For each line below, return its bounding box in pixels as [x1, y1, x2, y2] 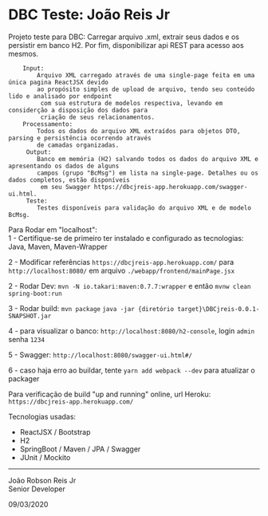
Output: [26, 148, 52, 156]
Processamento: [22, 120, 73, 128]
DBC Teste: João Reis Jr [8, 6, 170, 24]
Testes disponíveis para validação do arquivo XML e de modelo [37, 203, 251, 212]
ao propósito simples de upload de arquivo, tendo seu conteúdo [37, 85, 255, 93]
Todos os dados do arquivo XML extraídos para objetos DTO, [37, 127, 241, 135]
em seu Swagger [40, 183, 91, 191]
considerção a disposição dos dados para [8, 106, 148, 114]
